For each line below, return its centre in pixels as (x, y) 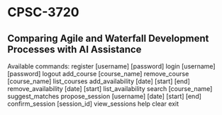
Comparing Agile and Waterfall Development (108, 38)
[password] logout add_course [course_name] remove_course (98, 74)
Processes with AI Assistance (74, 49)
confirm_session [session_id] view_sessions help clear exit (93, 104)
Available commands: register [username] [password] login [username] (111, 66)
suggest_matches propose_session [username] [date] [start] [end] (105, 96)
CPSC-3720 (43, 12)
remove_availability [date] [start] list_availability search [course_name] (110, 89)
